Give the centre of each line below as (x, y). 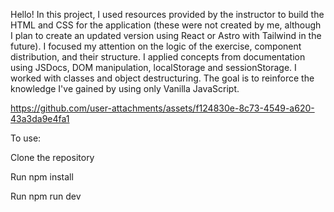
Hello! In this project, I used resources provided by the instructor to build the (167, 14)
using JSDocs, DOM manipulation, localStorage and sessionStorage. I (153, 67)
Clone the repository (52, 157)
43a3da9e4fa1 (40, 118)
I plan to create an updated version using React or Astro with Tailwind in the (166, 35)
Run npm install (42, 177)
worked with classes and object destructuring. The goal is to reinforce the (162, 78)
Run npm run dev (46, 196)
